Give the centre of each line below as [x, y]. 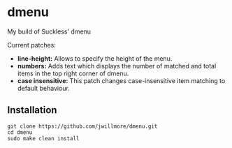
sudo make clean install [43, 138]
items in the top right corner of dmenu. [73, 73]
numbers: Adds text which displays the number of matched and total [117, 66]
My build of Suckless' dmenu [49, 31]
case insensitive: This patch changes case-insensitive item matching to [121, 80]
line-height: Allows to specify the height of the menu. [95, 58]
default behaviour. [43, 88]
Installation [32, 110]
